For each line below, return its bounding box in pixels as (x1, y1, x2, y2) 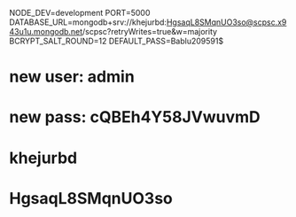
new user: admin (9, 66, 135, 87)
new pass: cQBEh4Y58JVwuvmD (9, 107, 261, 128)
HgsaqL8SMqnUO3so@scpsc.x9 (166, 17, 287, 27)
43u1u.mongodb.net (9, 27, 83, 36)
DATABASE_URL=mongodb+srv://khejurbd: (9, 17, 167, 27)
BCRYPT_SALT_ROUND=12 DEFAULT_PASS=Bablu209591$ (9, 35, 224, 46)
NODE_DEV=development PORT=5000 (9, 8, 151, 18)
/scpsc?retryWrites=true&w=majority (82, 27, 218, 36)
